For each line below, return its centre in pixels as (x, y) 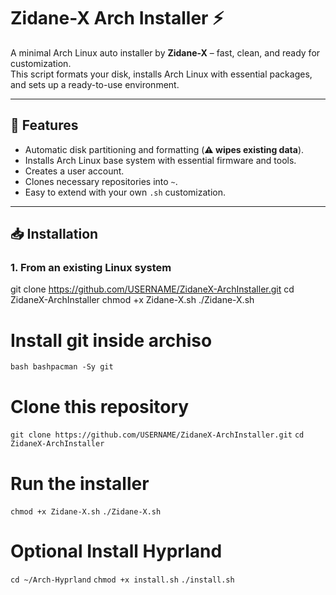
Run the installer (80, 483)
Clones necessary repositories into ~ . (101, 181)
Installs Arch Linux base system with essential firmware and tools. (160, 160)
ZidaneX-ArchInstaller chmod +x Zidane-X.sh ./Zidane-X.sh (132, 300)
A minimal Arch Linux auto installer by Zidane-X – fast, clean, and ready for (165, 52)
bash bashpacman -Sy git (62, 367)
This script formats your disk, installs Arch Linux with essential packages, (161, 74)
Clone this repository (100, 406)
